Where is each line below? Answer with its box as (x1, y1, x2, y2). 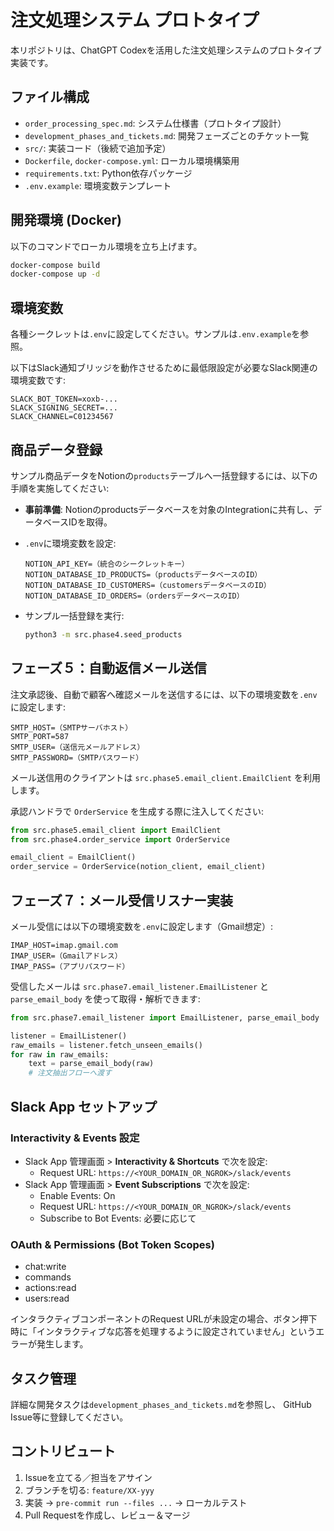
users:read (24, 1292, 70, 1305)
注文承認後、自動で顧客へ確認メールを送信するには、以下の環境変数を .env (10, 688, 318, 700)
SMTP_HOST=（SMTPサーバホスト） (10, 722, 133, 733)
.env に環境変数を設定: (24, 537, 117, 549)
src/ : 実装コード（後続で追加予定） (24, 142, 172, 154)
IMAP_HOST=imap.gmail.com (10, 940, 118, 950)
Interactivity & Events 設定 (10, 1131, 140, 1145)
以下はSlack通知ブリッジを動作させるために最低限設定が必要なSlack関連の (10, 362, 318, 374)
